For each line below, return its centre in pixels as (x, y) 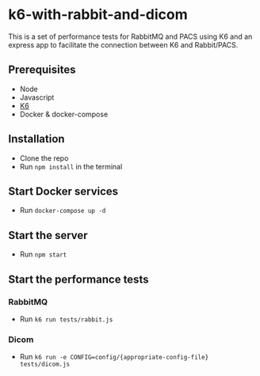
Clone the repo (44, 158)
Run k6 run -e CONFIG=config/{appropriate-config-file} (114, 357)
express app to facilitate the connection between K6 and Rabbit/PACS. (123, 44)
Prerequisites (42, 70)
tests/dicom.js (45, 365)
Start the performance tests (78, 279)
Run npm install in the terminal (71, 166)
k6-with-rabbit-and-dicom (98, 15)
